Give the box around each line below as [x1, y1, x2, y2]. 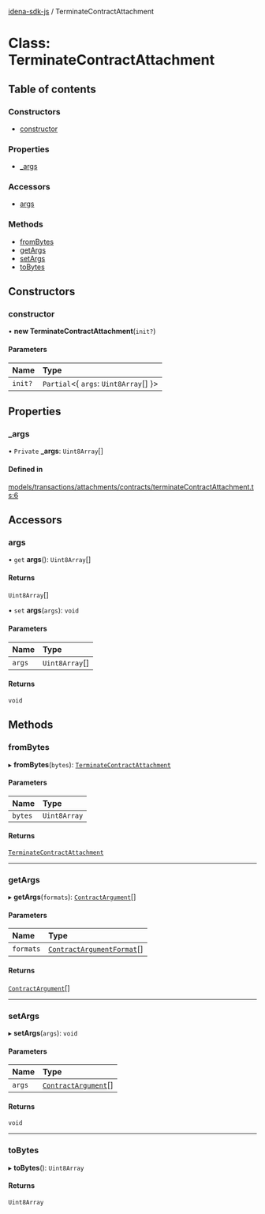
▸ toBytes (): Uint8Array [8, 1163, 84, 1172]
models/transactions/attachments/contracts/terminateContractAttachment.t [8, 481, 254, 492]
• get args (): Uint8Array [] [8, 555, 91, 564]
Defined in [8, 464, 43, 474]
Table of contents [8, 82, 96, 96]
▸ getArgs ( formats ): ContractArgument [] [8, 892, 136, 902]
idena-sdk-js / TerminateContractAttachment [8, 7, 155, 16]
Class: [8, 35, 51, 52]
